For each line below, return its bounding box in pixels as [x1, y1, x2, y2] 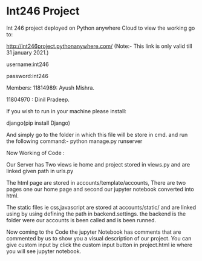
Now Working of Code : [6, 149, 65, 156]
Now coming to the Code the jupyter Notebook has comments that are [6, 228, 181, 236]
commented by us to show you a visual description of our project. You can [6, 234, 192, 242]
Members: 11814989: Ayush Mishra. [6, 84, 95, 91]
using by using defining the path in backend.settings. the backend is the [6, 210, 186, 217]
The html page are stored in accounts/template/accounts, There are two [6, 179, 186, 186]
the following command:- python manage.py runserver [6, 137, 143, 145]
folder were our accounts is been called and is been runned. [6, 216, 157, 223]
